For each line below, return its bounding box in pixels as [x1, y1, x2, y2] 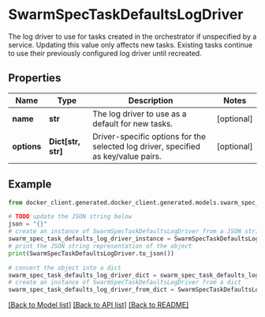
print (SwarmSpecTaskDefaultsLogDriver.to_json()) [8, 249, 175, 258]
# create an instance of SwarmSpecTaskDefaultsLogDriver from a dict [8, 278, 242, 286]
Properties [8, 71, 62, 85]
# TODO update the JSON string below [8, 213, 132, 221]
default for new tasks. [92, 118, 174, 129]
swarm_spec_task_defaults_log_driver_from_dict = [8, 286, 175, 294]
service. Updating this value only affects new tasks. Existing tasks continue [8, 40, 253, 49]
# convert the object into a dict [8, 263, 122, 272]
